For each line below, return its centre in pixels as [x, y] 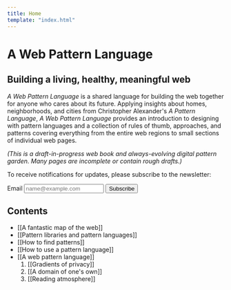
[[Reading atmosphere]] [61, 279]
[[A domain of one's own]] [64, 272]
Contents [28, 211]
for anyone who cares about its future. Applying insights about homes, [107, 104]
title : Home [24, 13]
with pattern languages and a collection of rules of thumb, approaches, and [114, 126]
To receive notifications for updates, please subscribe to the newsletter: [109, 174]
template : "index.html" [41, 20]
